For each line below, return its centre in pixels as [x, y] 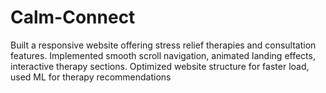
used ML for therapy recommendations [91, 77]
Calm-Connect [73, 17]
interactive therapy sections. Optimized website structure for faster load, [160, 66]
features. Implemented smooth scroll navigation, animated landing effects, [163, 55]
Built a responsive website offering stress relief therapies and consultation [163, 45]
